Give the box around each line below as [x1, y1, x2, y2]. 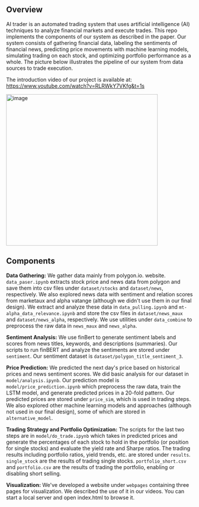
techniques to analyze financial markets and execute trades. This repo [6, 27, 178, 34]
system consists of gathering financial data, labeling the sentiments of [6, 39, 178, 46]
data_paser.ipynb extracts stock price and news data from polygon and [6, 278, 181, 285]
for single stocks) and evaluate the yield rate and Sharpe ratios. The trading [6, 444, 191, 452]
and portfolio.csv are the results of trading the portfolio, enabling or [6, 463, 175, 470]
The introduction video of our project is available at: [6, 76, 132, 83]
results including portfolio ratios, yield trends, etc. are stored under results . [6, 451, 191, 458]
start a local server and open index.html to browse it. [6, 494, 135, 501]
